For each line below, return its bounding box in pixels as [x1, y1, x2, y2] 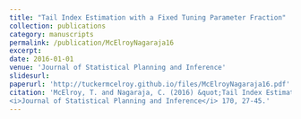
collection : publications [9, 21, 106, 30]
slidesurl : [9, 72, 50, 81]
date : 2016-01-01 [9, 55, 74, 64]
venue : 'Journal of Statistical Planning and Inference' [9, 64, 227, 72]
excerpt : [9, 47, 42, 55]
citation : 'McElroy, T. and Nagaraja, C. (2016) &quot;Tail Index [9, 88, 262, 97]
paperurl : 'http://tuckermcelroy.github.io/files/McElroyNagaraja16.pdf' [9, 80, 291, 89]
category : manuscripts [9, 30, 94, 38]
